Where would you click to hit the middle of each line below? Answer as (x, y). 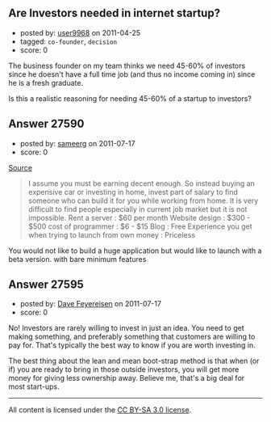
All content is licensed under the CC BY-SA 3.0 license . (100, 410)
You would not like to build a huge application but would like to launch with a (135, 251)
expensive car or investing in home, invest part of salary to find (133, 192)
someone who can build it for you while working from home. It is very (143, 200)
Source (20, 167)
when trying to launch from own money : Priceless (112, 234)
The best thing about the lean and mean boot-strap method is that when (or (134, 361)
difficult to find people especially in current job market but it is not (138, 209)
